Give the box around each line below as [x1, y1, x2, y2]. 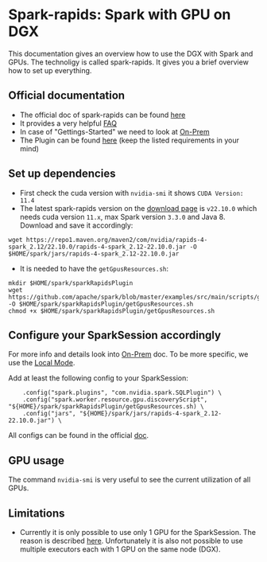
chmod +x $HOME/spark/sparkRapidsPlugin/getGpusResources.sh [8, 306, 215, 315]
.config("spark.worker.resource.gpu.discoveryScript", [22, 396, 208, 404]
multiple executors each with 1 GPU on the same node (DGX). [19, 544, 221, 554]
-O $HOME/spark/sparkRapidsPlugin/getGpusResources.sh [8, 300, 194, 308]
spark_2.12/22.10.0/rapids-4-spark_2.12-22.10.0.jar [8, 243, 187, 251]
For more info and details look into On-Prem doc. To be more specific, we [8, 349, 249, 359]
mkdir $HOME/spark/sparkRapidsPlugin [8, 279, 133, 287]
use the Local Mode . [8, 358, 75, 368]
